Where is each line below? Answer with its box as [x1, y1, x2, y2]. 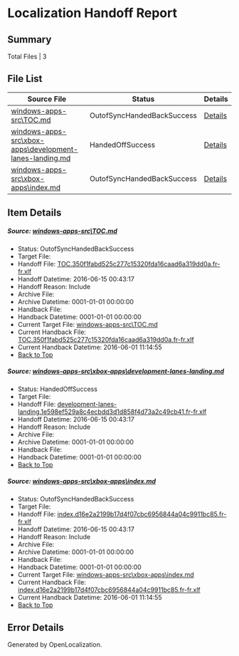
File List [7, 73, 43, 85]
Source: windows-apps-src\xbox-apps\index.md [7, 477, 156, 485]
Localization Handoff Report [7, 5, 178, 21]
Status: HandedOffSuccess [17, 385, 98, 393]
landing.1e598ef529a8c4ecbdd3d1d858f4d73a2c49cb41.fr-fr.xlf [17, 407, 207, 416]
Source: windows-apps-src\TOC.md [7, 227, 117, 235]
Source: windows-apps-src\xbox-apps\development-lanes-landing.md [7, 367, 224, 375]
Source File [27, 94, 67, 104]
